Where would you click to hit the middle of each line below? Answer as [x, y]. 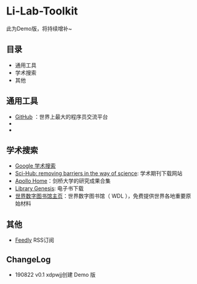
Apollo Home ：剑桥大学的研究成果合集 [63, 181]
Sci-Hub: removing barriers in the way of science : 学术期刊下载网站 [98, 174]
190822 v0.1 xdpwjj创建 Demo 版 [55, 275]
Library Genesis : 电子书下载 [49, 189]
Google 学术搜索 [35, 166]
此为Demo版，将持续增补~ [39, 28]
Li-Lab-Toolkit [42, 11]
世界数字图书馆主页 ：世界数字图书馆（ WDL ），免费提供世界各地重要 [100, 196]
